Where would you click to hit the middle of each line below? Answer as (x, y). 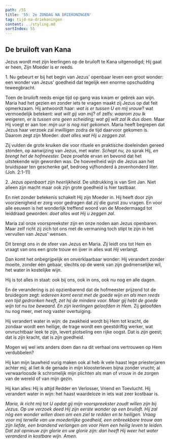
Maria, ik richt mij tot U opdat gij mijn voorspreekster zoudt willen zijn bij (81, 403)
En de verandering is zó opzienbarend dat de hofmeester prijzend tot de (81, 290)
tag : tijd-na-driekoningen (34, 19)
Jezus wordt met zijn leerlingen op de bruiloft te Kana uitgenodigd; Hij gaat (83, 61)
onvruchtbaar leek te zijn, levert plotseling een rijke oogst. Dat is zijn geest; (84, 332)
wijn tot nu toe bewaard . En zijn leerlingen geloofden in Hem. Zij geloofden (83, 306)
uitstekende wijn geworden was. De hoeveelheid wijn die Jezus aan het (80, 161)
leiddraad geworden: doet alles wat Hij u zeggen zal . (60, 213)
